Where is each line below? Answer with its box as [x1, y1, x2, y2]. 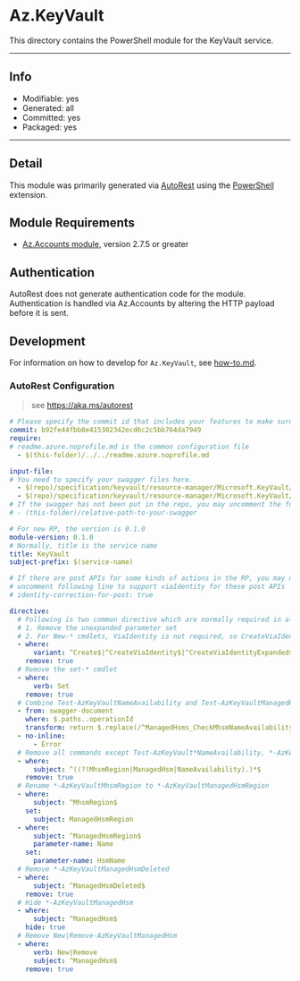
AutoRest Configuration [9, 380, 115, 392]
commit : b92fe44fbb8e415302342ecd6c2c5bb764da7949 [9, 426, 202, 435]
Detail [9, 156, 43, 171]
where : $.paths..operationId [25, 715, 134, 724]
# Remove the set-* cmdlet [17, 665, 118, 674]
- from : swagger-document [17, 706, 114, 716]
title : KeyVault [9, 550, 70, 559]
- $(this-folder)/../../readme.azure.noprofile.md [17, 450, 210, 459]
